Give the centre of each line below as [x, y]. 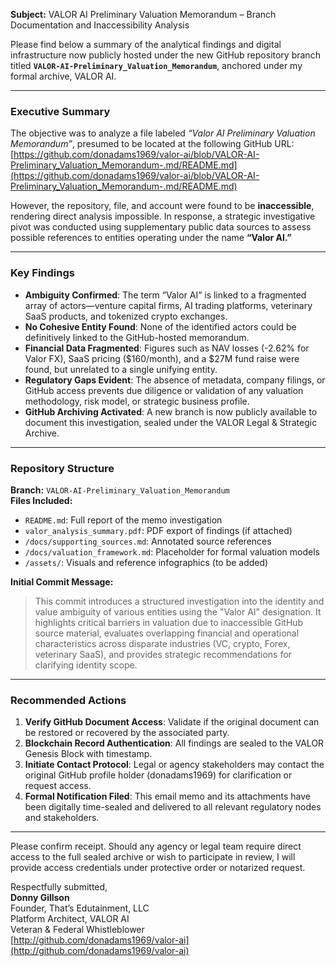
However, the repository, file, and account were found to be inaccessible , [162, 206]
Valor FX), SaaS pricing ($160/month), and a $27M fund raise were [162, 358]
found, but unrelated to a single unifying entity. [121, 369]
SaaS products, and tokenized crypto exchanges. [126, 316]
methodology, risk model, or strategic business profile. [137, 401]
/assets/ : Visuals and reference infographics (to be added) [146, 562]
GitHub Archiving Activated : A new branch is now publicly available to [171, 411]
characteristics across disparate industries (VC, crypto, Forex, [162, 643]
